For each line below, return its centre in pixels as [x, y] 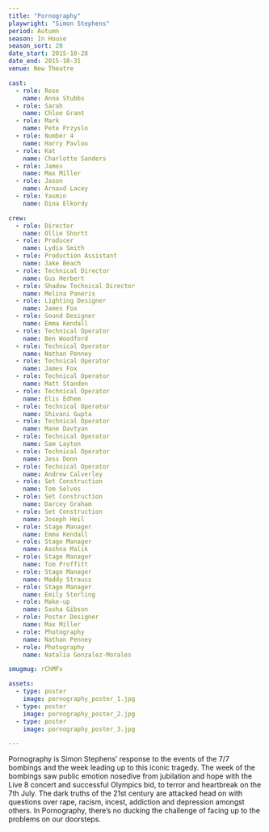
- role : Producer [45, 241]
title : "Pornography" [45, 16]
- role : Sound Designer [55, 316]
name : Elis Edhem [52, 399]
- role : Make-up [43, 602]
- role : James [39, 166]
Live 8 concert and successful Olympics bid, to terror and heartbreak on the [135, 785]
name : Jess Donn [50, 459]
